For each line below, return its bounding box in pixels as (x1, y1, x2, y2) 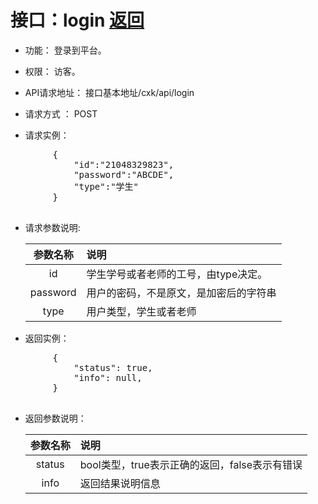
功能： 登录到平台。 (24, 44, 107, 56)
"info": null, (73, 372, 143, 383)
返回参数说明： (24, 412, 87, 424)
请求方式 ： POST (24, 107, 98, 120)
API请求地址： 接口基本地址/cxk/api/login (24, 86, 195, 98)
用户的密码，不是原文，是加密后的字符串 (86, 286, 277, 300)
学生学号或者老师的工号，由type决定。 (86, 267, 268, 281)
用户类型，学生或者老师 (86, 304, 197, 318)
